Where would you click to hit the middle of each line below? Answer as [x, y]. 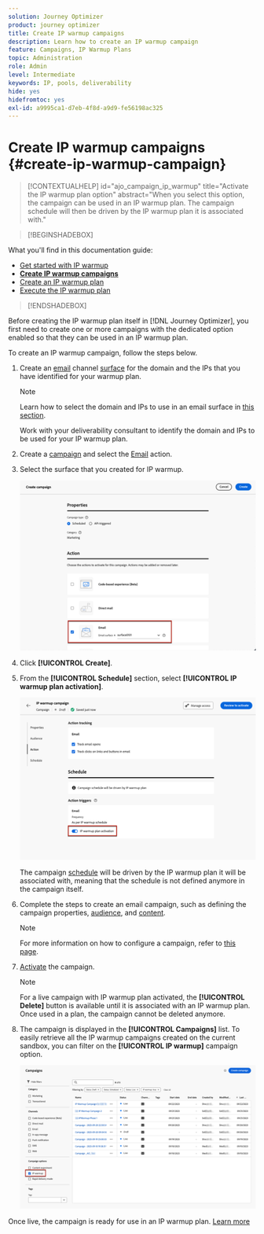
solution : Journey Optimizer [56, 17]
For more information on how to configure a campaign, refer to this [127, 943]
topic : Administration [45, 58]
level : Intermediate [42, 75]
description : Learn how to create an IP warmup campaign [103, 42]
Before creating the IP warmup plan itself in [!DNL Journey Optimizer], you [128, 321]
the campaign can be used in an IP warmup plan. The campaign [130, 203]
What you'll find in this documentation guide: [81, 250]
